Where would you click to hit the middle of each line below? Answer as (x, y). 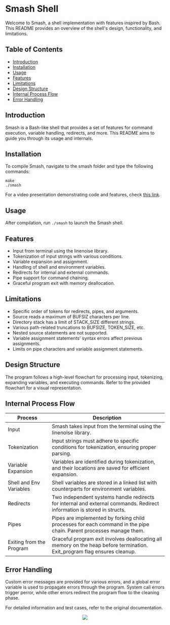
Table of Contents (34, 49)
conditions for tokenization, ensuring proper (104, 447)
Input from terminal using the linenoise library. (60, 251)
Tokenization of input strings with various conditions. (68, 256)
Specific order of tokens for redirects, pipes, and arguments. (76, 311)
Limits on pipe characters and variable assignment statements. (78, 349)
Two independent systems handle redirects (103, 497)
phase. (12, 598)
